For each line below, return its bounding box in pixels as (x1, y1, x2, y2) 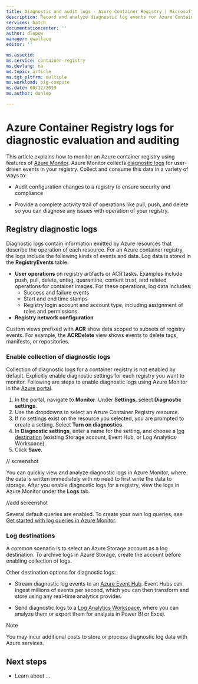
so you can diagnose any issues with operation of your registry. (14, 207, 169, 214)
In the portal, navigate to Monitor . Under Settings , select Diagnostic (14, 396, 181, 403)
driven (6, 166, 22, 173)
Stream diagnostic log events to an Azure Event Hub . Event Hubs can (14, 580, 183, 587)
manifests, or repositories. (6, 338, 70, 345)
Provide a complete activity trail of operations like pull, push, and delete (14, 201, 189, 208)
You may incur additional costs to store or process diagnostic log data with (6, 633, 187, 640)
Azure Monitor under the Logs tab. (6, 487, 90, 495)
